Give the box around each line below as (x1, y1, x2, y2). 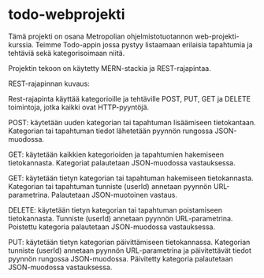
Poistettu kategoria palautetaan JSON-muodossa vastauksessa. (8, 222, 215, 232)
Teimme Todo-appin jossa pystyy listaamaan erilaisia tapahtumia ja (35, 39, 253, 49)
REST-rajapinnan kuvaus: (8, 79, 91, 88)
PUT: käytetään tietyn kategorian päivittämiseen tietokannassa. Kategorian (8, 237, 251, 246)
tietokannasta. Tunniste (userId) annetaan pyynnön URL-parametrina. (8, 213, 233, 223)
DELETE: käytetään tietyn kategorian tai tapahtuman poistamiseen (8, 205, 223, 214)
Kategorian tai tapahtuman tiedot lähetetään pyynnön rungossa (8, 126, 214, 135)
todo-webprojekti (8, 6, 125, 24)
